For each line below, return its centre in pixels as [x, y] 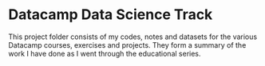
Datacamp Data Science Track [111, 15]
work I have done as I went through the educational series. [105, 53]
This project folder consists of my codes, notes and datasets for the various [133, 37]
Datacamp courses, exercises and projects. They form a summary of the [127, 45]
